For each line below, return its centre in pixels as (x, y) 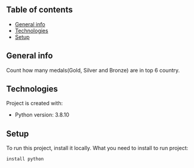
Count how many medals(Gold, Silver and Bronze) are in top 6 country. (93, 70)
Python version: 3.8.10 (42, 115)
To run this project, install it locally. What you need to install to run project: (97, 148)
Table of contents (39, 10)
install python (25, 159)
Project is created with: (35, 103)
